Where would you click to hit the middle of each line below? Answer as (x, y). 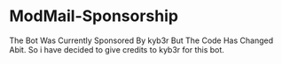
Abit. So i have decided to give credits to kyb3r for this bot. (117, 49)
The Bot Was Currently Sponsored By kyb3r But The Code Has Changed (141, 40)
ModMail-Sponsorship (94, 16)
